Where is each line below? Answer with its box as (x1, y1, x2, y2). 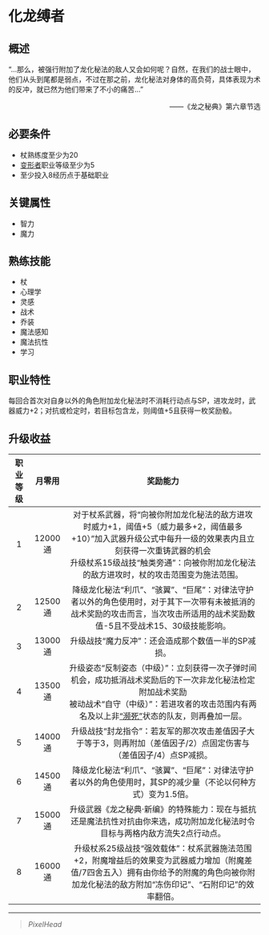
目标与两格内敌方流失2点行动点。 (99, 828, 227, 839)
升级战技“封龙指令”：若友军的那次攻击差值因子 (70, 726, 247, 737)
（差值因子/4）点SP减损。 (113, 750, 213, 761)
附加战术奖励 (139, 686, 187, 698)
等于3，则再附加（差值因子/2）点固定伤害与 (83, 738, 251, 749)
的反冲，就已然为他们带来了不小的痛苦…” (8, 85, 144, 94)
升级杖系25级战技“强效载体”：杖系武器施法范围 (74, 843, 252, 854)
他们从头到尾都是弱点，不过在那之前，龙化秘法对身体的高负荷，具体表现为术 (8, 75, 261, 84)
